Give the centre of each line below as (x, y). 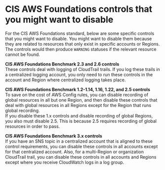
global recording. (22, 111)
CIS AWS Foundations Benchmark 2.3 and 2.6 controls (62, 64)
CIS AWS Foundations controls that (79, 9)
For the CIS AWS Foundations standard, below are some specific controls (80, 33)
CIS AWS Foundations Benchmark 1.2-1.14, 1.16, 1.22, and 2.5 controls (78, 89)
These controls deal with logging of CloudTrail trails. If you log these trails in (82, 69)
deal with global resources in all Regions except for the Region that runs (78, 105)
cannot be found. (23, 54)
